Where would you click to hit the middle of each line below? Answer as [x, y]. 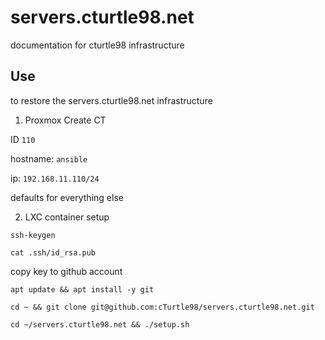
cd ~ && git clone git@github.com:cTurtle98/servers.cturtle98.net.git [162, 307]
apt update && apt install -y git [82, 289]
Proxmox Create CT [65, 120]
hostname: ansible [49, 158]
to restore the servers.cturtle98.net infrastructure [111, 100]
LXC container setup [67, 217]
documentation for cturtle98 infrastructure [97, 45]
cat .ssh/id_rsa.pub [53, 252]
